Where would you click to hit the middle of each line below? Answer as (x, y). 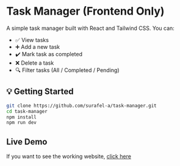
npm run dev (21, 123)
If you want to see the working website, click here (69, 156)
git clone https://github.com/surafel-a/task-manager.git (81, 106)
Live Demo (27, 142)
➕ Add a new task (38, 46)
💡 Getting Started (40, 92)
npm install (21, 117)
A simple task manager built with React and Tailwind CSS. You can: (91, 28)
